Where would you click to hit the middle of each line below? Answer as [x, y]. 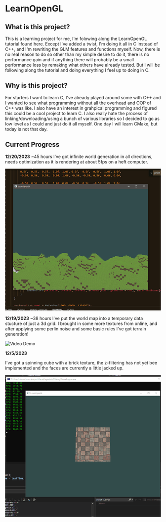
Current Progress [32, 144]
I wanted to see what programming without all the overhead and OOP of [78, 103]
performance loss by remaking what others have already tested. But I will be [83, 65]
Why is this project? [36, 86]
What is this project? [38, 27]
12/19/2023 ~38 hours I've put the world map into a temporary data [74, 319]
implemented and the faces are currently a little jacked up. [64, 368]
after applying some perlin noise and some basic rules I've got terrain [76, 329]
